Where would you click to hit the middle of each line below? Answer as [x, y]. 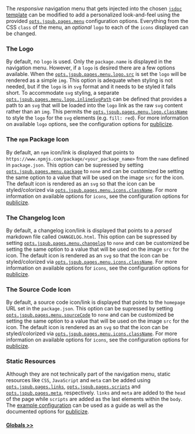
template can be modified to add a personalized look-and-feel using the [93, 15]
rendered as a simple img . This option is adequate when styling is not [90, 80]
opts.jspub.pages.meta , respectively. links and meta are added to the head [96, 393]
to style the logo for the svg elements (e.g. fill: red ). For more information [97, 118]
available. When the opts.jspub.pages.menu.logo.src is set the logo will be [96, 74]
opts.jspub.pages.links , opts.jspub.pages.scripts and [73, 387]
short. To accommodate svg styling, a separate [63, 93]
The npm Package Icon [38, 140]
